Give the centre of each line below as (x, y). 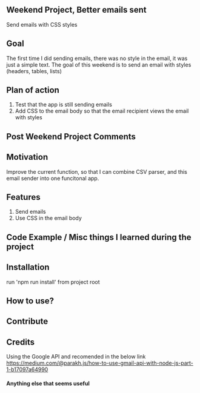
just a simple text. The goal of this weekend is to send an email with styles (99, 64)
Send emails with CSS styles (42, 24)
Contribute (27, 321)
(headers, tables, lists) (34, 71)
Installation (28, 267)
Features (23, 197)
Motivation (27, 157)
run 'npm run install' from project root (53, 282)
